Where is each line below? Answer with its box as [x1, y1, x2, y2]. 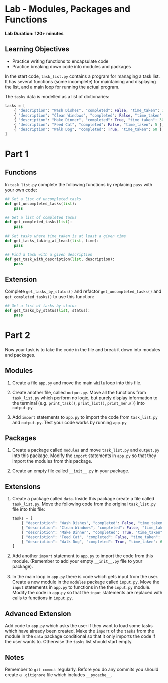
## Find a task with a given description [5, 252, 93, 257]
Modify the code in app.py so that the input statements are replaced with [12, 590, 163, 596]
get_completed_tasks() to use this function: [5, 294, 94, 300]
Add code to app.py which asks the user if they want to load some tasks [5, 623, 153, 629]
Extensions [5, 482, 41, 491]
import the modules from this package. [12, 458, 93, 464]
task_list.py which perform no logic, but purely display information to [12, 395, 158, 401]
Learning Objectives [5, 45, 70, 53]
